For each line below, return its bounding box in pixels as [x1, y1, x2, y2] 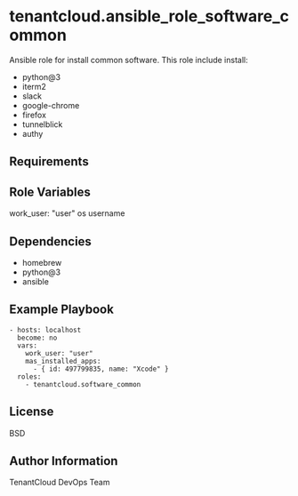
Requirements [9, 154, 89, 170]
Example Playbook [9, 302, 114, 317]
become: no [17, 333, 58, 342]
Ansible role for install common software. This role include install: [9, 54, 248, 65]
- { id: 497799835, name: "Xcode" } [32, 364, 169, 373]
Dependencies [9, 234, 92, 249]
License [9, 404, 54, 420]
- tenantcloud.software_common [25, 380, 141, 388]
